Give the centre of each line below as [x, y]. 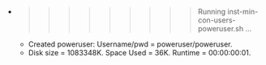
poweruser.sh [221, 28]
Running [212, 12]
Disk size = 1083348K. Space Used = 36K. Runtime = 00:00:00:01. [139, 53]
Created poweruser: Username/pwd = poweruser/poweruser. [130, 44]
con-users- [217, 20]
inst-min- [242, 12]
